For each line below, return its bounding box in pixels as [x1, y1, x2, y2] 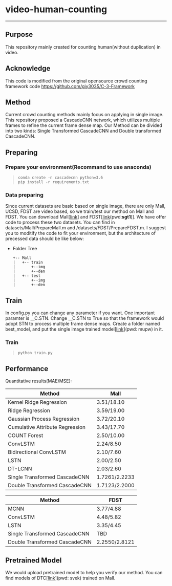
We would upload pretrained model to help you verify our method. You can [5, 570, 163, 576]
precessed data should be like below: [5, 235, 84, 242]
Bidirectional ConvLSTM [8, 449, 67, 456]
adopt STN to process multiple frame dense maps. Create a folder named [5, 321, 160, 327]
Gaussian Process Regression [8, 416, 80, 423]
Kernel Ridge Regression [8, 399, 68, 406]
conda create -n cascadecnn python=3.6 [17, 175, 103, 180]
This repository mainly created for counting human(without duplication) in [5, 44, 161, 50]
